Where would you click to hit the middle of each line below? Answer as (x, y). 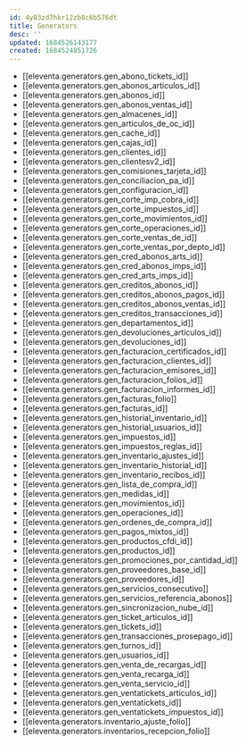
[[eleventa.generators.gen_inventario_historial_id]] (115, 465)
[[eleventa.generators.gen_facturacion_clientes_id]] (117, 361)
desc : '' (25, 34)
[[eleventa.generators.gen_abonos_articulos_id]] (111, 86)
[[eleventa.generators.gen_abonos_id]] (94, 96)
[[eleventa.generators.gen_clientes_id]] (94, 152)
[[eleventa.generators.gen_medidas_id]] (95, 494)
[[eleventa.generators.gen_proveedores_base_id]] (114, 570)
